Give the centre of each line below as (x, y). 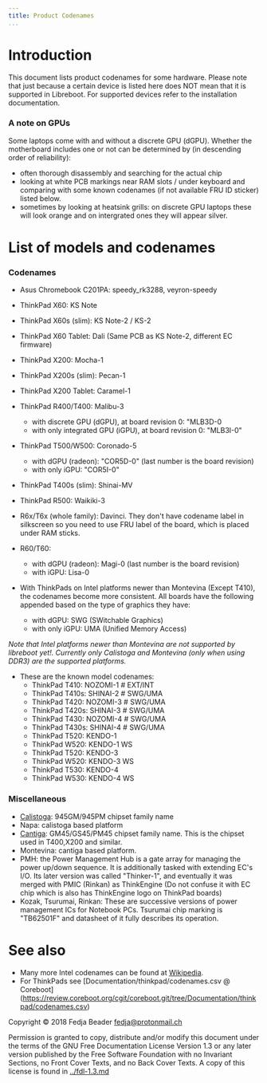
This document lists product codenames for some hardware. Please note (128, 77)
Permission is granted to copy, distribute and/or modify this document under (134, 1037)
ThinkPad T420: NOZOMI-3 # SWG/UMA (98, 702)
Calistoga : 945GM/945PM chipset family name (96, 816)
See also (37, 950)
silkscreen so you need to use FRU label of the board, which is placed (134, 525)
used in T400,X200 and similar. (71, 841)
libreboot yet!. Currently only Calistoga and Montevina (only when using (127, 653)
